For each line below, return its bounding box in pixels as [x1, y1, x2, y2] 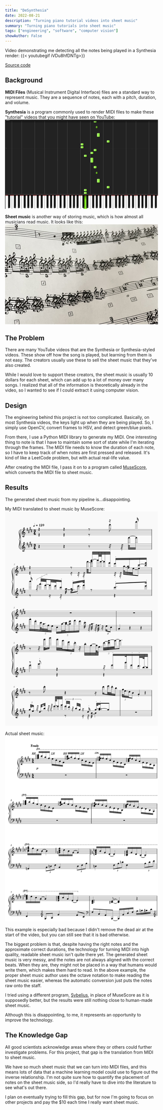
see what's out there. [5, 1084, 48, 1091]
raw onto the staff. [5, 982, 42, 988]
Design [5, 401, 27, 410]
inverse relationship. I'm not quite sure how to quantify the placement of [5, 1074, 149, 1080]
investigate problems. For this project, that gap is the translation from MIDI [5, 1049, 154, 1055]
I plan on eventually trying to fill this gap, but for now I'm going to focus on [5, 1094, 154, 1100]
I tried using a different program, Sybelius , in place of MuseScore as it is [5, 992, 149, 998]
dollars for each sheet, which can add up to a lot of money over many [5, 377, 144, 383]
